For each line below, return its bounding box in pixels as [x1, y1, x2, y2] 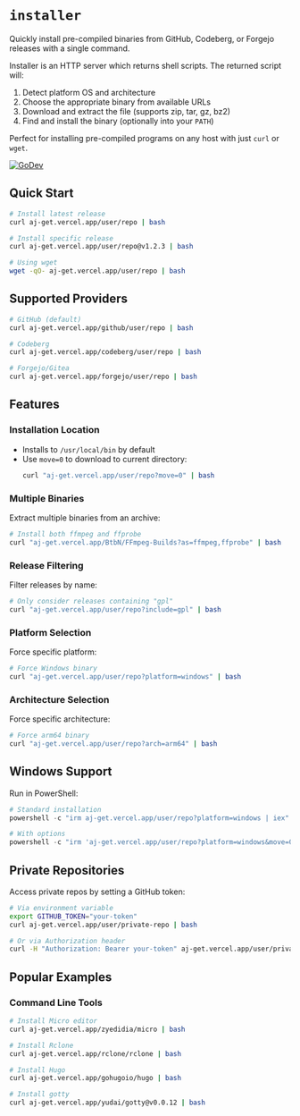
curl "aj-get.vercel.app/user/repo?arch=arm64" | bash [9, 739, 218, 748]
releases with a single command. [9, 43, 130, 54]
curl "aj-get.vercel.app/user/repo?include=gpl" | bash [9, 604, 221, 614]
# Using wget [9, 258, 58, 267]
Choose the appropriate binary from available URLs [21, 97, 212, 107]
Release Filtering [9, 559, 84, 571]
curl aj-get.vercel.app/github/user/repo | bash [9, 323, 194, 333]
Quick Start [9, 186, 74, 201]
